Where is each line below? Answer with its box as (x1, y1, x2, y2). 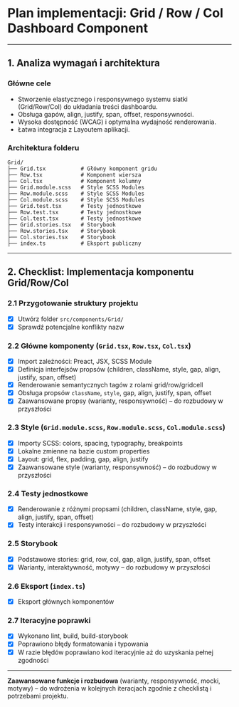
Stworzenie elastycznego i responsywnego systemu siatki (17, 95, 188, 103)
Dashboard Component (7, 20, 148, 36)
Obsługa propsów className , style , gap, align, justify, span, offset (17, 389, 212, 397)
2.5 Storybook (7, 539, 58, 549)
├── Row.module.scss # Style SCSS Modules (7, 190, 144, 197)
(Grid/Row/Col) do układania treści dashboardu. (17, 102, 158, 111)
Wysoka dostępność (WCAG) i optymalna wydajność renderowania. (17, 117, 217, 126)
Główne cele (7, 78, 51, 88)
